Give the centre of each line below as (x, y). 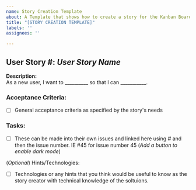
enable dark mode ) (38, 151)
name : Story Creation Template (44, 11)
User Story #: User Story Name (63, 62)
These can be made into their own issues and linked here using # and (98, 139)
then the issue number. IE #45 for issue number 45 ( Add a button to (96, 145)
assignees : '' (23, 33)
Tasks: (16, 126)
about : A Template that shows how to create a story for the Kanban (91, 17)
